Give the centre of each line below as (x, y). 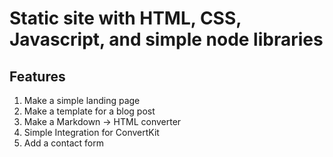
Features (37, 76)
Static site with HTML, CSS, (125, 18)
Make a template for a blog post (89, 111)
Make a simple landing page (82, 100)
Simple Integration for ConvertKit (91, 132)
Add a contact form (63, 143)
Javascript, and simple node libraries (166, 39)
